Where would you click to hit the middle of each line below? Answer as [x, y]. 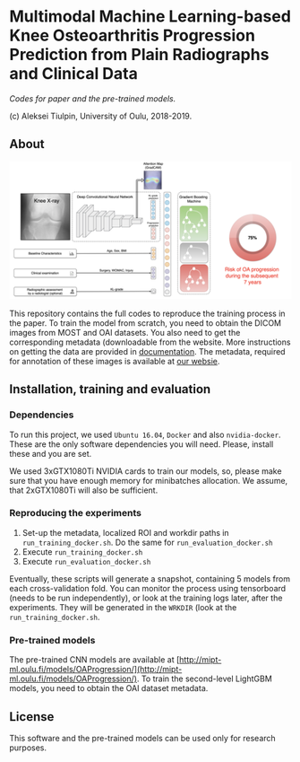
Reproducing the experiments [75, 513]
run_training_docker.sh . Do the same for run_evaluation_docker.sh [147, 542]
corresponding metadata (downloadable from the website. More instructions [150, 342]
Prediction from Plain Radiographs [139, 55]
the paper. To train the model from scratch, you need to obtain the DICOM [146, 323]
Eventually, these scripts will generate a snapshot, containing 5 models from [150, 578]
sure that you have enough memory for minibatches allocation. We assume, [149, 480]
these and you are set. [51, 453]
